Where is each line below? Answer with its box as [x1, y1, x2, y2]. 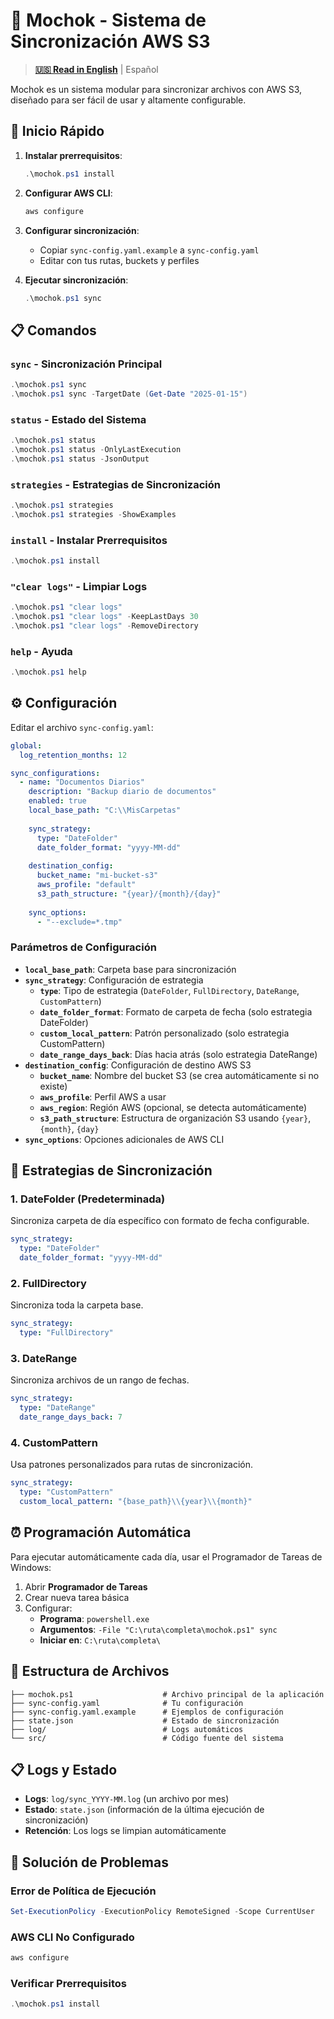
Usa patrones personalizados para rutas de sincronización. [10, 1459, 254, 1471]
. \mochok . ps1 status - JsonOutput [10, 454, 150, 464]
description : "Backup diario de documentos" [28, 787, 217, 797]
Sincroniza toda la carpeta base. [10, 1299, 144, 1311]
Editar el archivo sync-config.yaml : [10, 721, 154, 733]
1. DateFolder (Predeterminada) [10, 1192, 166, 1206]
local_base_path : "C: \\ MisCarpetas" [28, 805, 182, 816]
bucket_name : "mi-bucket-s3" [36, 870, 159, 881]
